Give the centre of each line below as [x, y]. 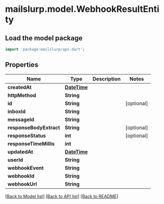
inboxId [17, 111]
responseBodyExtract [34, 128]
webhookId [21, 176]
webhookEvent [26, 168]
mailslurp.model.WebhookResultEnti [82, 9]
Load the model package [44, 38]
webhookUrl [22, 184]
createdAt [20, 87]
